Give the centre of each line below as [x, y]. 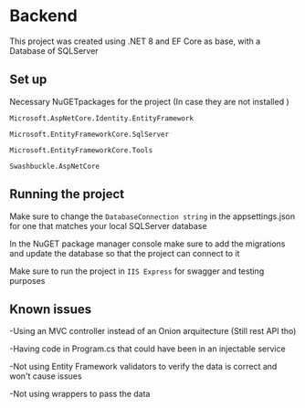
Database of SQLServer [54, 50]
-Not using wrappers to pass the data [80, 394]
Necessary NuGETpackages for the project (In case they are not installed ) [149, 101]
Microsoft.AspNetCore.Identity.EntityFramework [102, 118]
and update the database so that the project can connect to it [125, 253]
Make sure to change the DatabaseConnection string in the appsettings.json [152, 216]
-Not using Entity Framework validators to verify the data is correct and [143, 367]
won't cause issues [46, 376]
